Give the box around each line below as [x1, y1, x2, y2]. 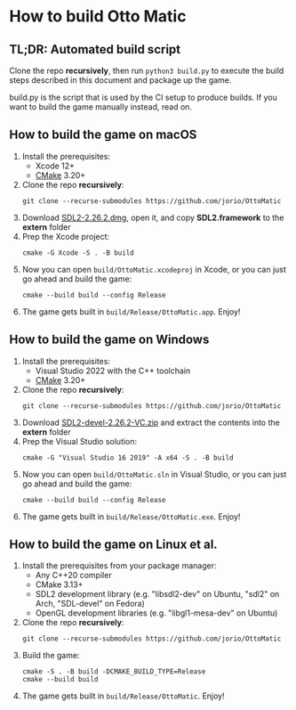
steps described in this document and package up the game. [9, 75, 232, 86]
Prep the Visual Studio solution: [21, 436, 138, 446]
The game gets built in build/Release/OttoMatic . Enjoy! [21, 690, 225, 701]
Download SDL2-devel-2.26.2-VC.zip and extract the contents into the [21, 417, 280, 428]
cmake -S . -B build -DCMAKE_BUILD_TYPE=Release [21, 667, 206, 676]
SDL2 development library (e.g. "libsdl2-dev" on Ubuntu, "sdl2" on [35, 589, 280, 600]
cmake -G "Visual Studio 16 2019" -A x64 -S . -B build [21, 453, 234, 462]
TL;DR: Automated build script [9, 42, 180, 57]
